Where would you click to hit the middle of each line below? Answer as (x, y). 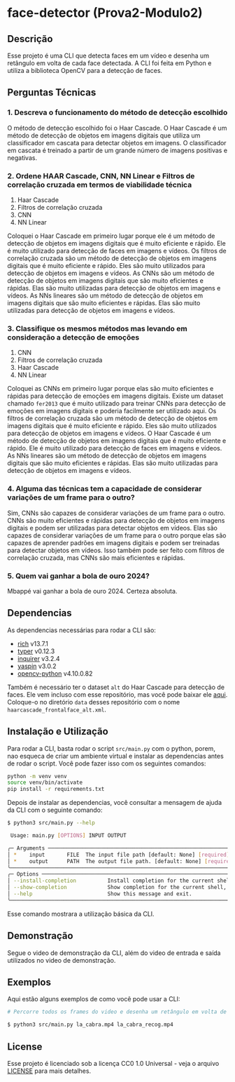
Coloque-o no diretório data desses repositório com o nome (94, 702)
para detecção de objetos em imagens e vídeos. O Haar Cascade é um (109, 434)
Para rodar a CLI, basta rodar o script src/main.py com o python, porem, (111, 748)
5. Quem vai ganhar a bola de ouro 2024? (79, 575)
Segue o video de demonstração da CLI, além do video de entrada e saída (114, 953)
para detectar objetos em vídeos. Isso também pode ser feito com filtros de (116, 550)
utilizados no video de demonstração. (62, 960)
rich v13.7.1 (33, 643)
